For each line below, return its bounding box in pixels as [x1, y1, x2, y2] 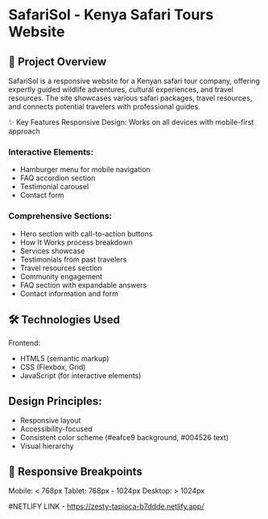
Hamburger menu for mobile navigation [19, 165, 150, 175]
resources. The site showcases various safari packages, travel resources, [8, 93, 253, 102]
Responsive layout [19, 416, 81, 426]
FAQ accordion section [19, 173, 96, 183]
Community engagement [19, 271, 103, 281]
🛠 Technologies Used [8, 312, 121, 327]
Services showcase [19, 245, 85, 255]
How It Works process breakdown [19, 237, 133, 247]
